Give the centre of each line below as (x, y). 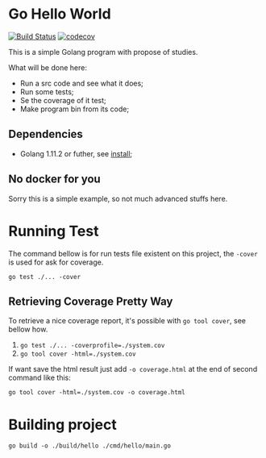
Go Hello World (60, 14)
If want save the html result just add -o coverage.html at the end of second (133, 369)
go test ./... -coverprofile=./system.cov (92, 346)
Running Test (54, 231)
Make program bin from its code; (75, 109)
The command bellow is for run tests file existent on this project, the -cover (133, 253)
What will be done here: (48, 67)
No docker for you (54, 179)
